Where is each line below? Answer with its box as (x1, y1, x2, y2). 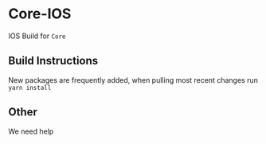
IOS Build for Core (8, 31, 66, 41)
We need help (8, 126, 54, 136)
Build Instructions (8, 54, 99, 68)
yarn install (8, 84, 52, 91)
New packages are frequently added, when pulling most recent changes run (8, 75, 259, 84)
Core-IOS (8, 5, 72, 23)
